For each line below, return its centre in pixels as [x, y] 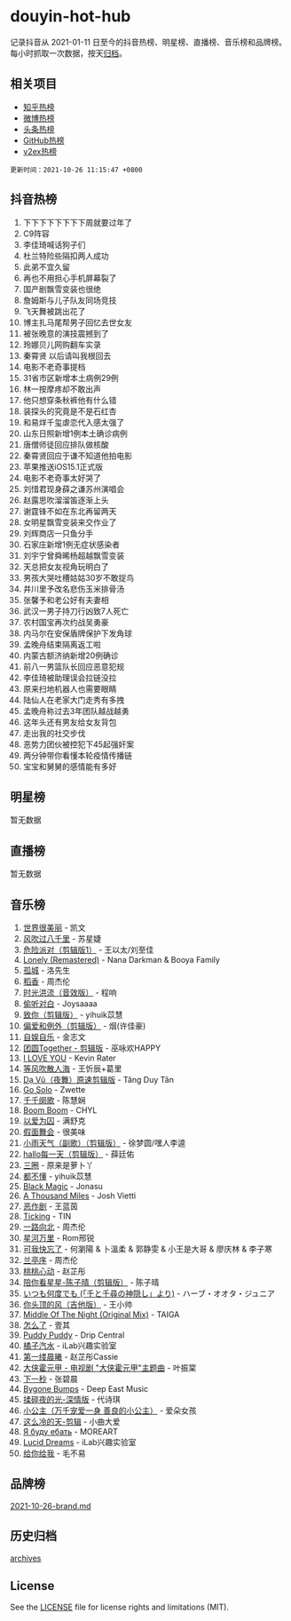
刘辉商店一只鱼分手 [58, 533]
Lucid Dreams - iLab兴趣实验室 [79, 1442]
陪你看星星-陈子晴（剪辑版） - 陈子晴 [91, 1282]
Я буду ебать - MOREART [71, 1431]
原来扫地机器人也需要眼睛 [70, 688]
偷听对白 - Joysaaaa [60, 1004]
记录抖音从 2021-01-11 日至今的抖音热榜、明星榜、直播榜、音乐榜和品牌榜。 [149, 42]
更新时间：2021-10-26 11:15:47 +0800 [76, 170]
